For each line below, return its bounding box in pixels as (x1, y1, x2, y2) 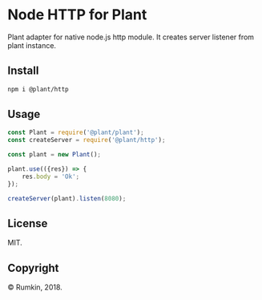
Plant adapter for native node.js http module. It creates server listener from (7, 32, 254, 42)
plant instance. (7, 40, 57, 50)
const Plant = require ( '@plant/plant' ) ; (7, 128, 145, 137)
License (7, 217, 48, 230)
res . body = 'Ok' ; (22, 172, 80, 180)
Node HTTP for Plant (7, 6, 147, 24)
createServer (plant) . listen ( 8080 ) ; (7, 194, 127, 202)
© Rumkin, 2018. (7, 282, 63, 292)
